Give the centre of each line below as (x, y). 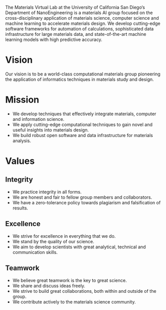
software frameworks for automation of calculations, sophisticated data (79, 29)
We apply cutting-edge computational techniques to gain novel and (82, 124)
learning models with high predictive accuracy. (54, 39)
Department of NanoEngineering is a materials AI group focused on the (79, 13)
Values (20, 161)
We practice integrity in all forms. (47, 192)
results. (20, 208)
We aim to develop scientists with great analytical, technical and (79, 247)
